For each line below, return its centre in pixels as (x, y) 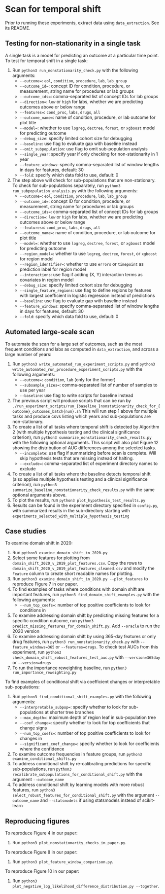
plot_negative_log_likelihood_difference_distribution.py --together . (86, 886)
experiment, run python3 (37, 652)
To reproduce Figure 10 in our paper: (42, 871)
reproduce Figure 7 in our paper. (45, 584)
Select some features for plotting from (51, 558)
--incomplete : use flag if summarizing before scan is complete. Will (88, 453)
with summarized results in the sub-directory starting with (71, 510)
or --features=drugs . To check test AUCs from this (107, 647)
